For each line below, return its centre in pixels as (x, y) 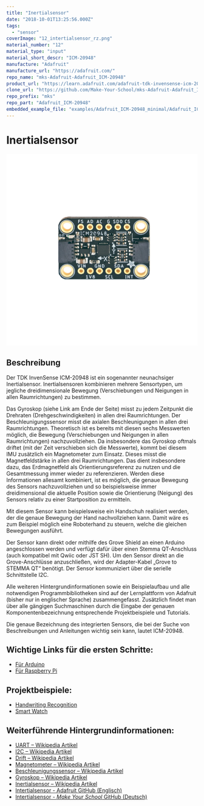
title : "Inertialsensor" (38, 13)
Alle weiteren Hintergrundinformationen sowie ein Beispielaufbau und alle (98, 586)
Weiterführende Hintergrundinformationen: (90, 730)
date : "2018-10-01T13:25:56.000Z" (50, 19)
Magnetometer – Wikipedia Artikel (57, 764)
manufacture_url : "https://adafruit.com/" (61, 71)
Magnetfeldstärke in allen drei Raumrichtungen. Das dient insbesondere (96, 461)
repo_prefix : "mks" (31, 97)
